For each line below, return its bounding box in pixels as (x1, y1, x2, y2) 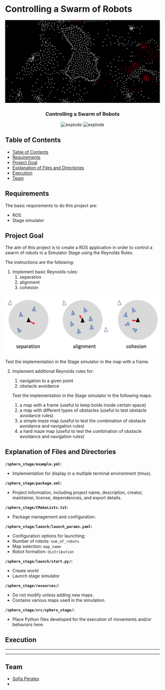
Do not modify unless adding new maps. (12, 592, 94, 598)
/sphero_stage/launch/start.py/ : (5, 558, 73, 564)
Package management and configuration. (12, 514, 96, 520)
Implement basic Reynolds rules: (12, 269, 79, 275)
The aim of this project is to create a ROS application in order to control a (5, 245, 153, 251)
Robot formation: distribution (12, 548, 74, 555)
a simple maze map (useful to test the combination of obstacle (19, 418, 146, 424)
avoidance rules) (19, 412, 54, 418)
